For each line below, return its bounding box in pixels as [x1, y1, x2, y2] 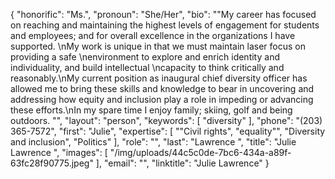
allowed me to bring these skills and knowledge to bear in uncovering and [10, 83, 315, 94]
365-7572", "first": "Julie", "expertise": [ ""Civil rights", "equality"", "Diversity [10, 125, 326, 137]
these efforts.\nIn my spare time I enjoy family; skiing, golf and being [10, 104, 293, 116]
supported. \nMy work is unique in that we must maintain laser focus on [10, 40, 306, 52]
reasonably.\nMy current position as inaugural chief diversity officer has [10, 72, 308, 84]
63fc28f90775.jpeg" [10, 157, 94, 169]
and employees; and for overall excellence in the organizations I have [10, 30, 296, 41]
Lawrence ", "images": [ [10, 147, 108, 158]
